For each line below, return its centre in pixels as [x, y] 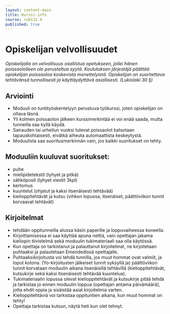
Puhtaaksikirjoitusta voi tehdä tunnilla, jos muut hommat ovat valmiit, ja [87, 257]
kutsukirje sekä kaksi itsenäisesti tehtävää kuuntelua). [69, 273]
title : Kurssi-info [26, 15]
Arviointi [19, 96]
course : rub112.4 [24, 19]
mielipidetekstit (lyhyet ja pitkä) [46, 175]
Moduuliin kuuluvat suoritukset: [58, 157]
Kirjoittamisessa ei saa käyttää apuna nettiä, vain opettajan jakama [83, 235]
